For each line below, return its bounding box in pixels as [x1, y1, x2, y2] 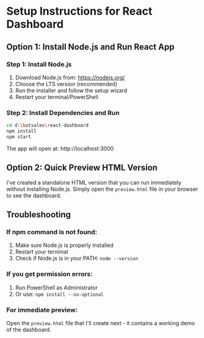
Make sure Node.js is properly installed [15, 241, 114, 249]
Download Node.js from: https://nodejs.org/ [15, 73, 125, 81]
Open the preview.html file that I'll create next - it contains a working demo [6, 319, 195, 326]
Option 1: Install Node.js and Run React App [6, 42, 175, 52]
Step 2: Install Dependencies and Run [6, 108, 120, 117]
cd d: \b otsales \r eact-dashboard [6, 122, 89, 129]
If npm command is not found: [6, 227, 98, 236]
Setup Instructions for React [6, 4, 153, 18]
